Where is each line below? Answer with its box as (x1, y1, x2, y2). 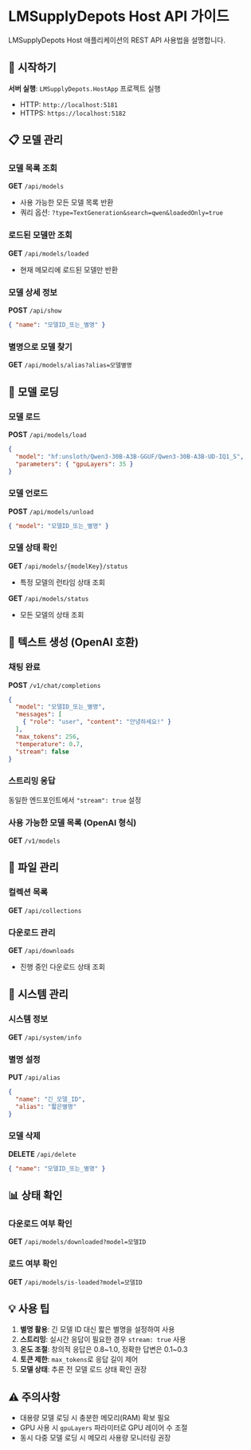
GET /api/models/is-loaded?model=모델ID (8, 1277, 143, 1286)
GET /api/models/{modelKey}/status (8, 561, 128, 570)
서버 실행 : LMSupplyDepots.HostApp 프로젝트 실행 (8, 83, 161, 93)
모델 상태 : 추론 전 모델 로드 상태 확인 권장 (19, 1365, 147, 1374)
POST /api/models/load (8, 429, 87, 439)
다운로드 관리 (8, 927, 56, 938)
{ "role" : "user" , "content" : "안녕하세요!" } (22, 718, 171, 726)
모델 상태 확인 (8, 542, 58, 554)
